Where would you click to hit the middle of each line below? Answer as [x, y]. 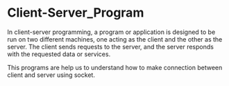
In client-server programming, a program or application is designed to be [111, 32]
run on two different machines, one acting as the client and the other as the [115, 39]
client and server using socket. [51, 75]
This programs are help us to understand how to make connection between [115, 67]
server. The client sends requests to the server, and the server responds [110, 46]
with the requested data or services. [59, 54]
